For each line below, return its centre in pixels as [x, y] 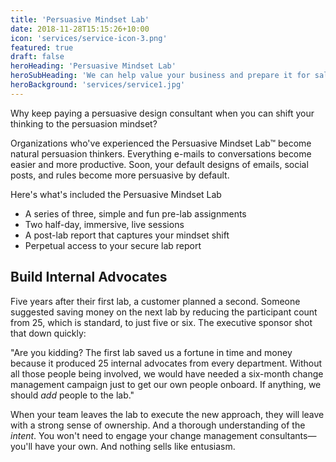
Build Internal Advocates [89, 277]
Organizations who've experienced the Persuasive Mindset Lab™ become [161, 143]
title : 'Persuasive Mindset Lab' [80, 19]
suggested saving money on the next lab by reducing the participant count [164, 312]
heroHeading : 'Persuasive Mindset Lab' [93, 66]
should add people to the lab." [72, 395]
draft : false [37, 57]
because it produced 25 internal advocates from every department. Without [166, 363]
